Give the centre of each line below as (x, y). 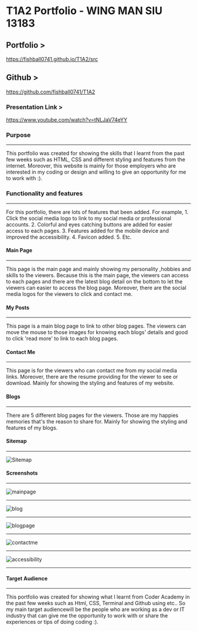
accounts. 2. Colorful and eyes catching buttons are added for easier (89, 224)
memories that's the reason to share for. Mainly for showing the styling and (97, 421)
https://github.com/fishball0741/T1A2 (51, 92)
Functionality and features (45, 193)
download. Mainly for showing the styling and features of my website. (90, 383)
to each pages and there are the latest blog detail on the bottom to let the (94, 281)
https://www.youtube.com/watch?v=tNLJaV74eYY (67, 120)
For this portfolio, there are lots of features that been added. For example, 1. (97, 212)
